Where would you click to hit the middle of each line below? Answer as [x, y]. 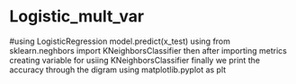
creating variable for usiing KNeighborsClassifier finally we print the [135, 60]
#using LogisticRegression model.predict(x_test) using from [120, 41]
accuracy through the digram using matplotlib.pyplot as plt [118, 70]
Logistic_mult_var [77, 17]
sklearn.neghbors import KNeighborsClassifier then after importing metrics [148, 50]
